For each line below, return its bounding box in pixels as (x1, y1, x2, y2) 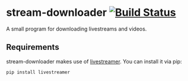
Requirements (6, 42, 59, 52)
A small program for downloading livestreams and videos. (6, 25, 147, 32)
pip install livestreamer (6, 69, 70, 75)
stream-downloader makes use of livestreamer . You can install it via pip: (6, 58, 182, 65)
